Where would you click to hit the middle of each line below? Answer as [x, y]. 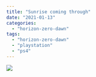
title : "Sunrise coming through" [49, 12]
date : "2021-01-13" [31, 17]
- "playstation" [32, 46]
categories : [21, 23]
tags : [13, 34]
